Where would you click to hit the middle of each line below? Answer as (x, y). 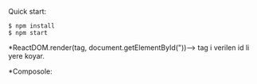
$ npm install (32, 26)
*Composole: (31, 71)
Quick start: (27, 11)
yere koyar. (27, 56)
